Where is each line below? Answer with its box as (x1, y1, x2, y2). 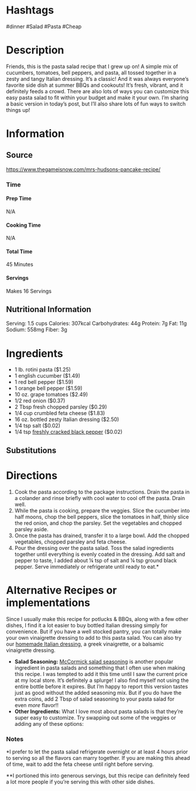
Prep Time (6, 195, 32, 202)
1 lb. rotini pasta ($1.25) (14, 366, 71, 373)
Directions (6, 469, 57, 482)
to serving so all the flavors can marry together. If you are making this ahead (6, 754, 190, 761)
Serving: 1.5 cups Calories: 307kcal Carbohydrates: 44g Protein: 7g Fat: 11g (6, 320, 187, 327)
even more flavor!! (14, 701, 59, 708)
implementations (6, 596, 91, 609)
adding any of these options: (14, 720, 84, 727)
